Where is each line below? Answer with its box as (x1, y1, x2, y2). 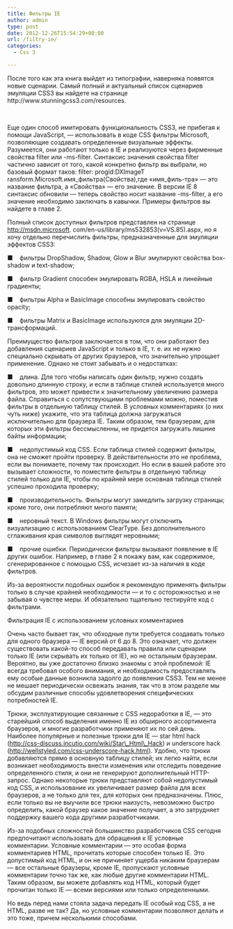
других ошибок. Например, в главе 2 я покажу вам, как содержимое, (7, 552, 215, 560)
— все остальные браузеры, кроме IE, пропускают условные (7, 863, 190, 871)
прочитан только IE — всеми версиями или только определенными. (7, 885, 210, 894)
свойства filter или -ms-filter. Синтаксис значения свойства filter (7, 152, 200, 161)
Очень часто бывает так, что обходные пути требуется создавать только (7, 629, 225, 638)
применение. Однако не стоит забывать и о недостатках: (7, 359, 178, 367)
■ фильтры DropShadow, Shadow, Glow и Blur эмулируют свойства (7, 253, 211, 261)
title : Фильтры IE (7, 10, 61, 17)
